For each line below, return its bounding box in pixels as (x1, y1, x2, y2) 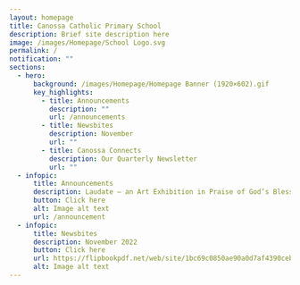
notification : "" (9, 54, 74, 63)
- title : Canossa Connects (41, 146, 142, 155)
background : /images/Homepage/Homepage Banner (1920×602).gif (32, 80, 270, 88)
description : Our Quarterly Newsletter (48, 154, 198, 163)
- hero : (17, 71, 46, 80)
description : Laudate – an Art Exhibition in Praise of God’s (32, 188, 270, 197)
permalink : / (9, 46, 58, 55)
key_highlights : (32, 88, 94, 96)
